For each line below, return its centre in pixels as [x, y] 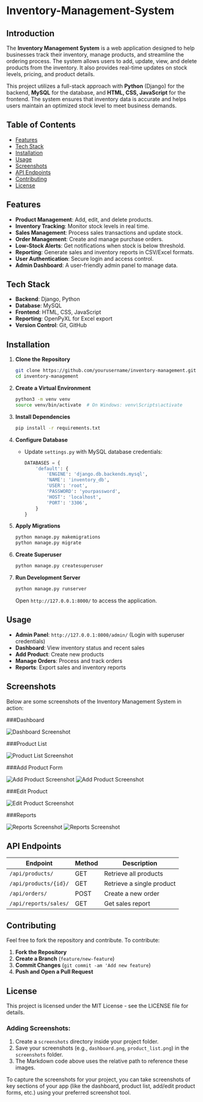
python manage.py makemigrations [58, 537]
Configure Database [42, 440]
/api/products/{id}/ [39, 884]
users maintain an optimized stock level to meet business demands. [92, 106]
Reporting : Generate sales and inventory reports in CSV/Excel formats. [105, 252]
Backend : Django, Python [48, 299]
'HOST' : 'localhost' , [74, 497]
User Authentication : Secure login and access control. [84, 258]
